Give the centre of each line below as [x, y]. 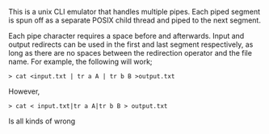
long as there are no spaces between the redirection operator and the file [130, 53]
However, [24, 91]
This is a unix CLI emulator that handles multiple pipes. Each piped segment [134, 12]
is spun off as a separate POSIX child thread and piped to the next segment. [134, 20]
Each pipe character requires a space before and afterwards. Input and [126, 36]
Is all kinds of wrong [42, 121]
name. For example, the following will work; [80, 61]
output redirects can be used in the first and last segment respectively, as [131, 44]
